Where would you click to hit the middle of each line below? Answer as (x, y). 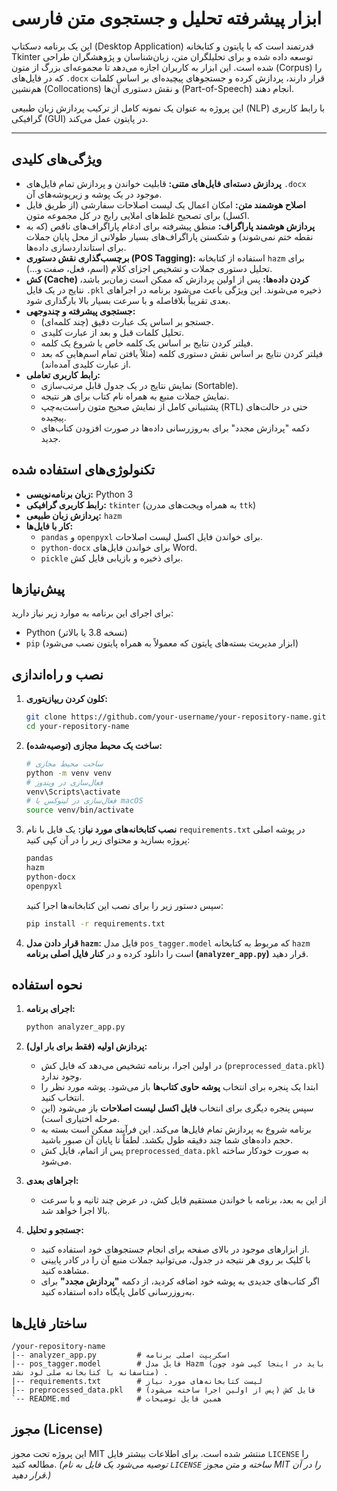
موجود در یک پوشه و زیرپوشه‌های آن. (94, 194)
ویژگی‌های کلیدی (57, 159)
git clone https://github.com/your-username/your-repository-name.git (176, 717)
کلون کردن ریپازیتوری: (66, 699)
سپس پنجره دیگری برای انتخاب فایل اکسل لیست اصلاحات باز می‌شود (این (177, 1108)
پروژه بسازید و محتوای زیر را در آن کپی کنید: (108, 840)
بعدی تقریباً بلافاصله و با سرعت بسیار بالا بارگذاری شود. (128, 300)
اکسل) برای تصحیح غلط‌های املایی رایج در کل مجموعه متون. (137, 215)
